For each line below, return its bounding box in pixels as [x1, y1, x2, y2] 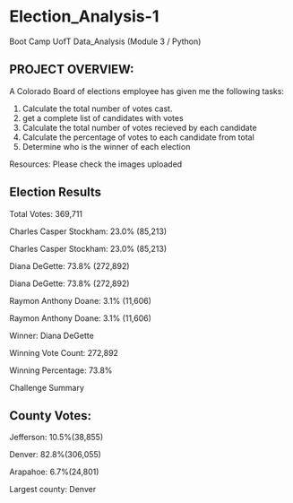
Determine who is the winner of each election [22, 141, 191, 152]
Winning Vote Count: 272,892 [9, 347, 119, 358]
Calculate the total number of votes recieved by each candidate [22, 122, 257, 133]
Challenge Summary [9, 382, 85, 393]
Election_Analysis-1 [9, 6, 159, 27]
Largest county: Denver [9, 484, 97, 495]
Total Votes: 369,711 [9, 208, 83, 219]
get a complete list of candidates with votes [22, 112, 184, 123]
